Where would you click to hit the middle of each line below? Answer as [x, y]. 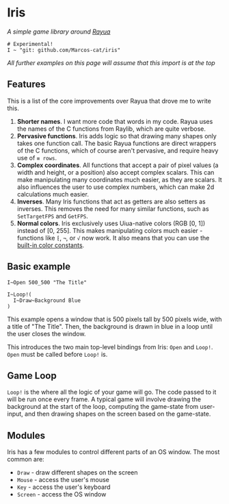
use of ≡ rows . [37, 157]
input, [15, 414]
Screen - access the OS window [62, 494]
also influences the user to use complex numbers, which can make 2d [116, 187]
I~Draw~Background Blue [47, 300]
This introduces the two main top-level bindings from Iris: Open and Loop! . [110, 346]
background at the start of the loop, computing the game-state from [103, 407]
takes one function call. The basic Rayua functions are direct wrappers [117, 143]
